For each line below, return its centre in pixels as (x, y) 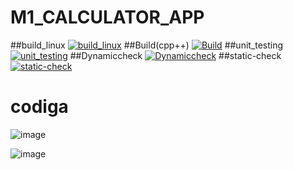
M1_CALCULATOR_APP (107, 17)
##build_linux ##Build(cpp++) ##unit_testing (147, 45)
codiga (39, 107)
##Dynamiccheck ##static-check (175, 55)
